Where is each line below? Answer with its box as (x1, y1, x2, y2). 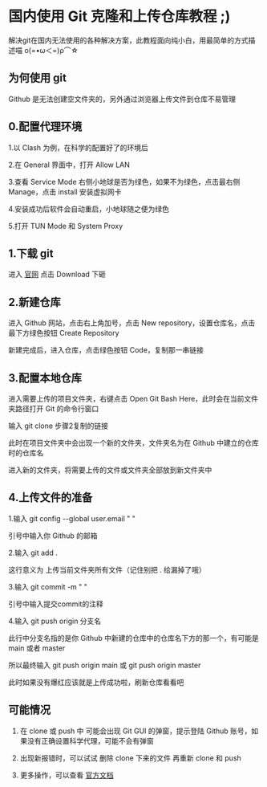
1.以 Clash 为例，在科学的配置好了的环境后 (8, 142, 148, 153)
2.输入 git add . (8, 548, 58, 557)
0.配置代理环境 (8, 120, 83, 133)
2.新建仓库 (8, 295, 62, 309)
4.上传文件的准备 (8, 491, 93, 504)
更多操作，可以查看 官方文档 (19, 770, 114, 780)
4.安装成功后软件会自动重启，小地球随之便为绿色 (8, 204, 170, 214)
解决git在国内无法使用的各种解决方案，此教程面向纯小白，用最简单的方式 (8, 35, 249, 45)
